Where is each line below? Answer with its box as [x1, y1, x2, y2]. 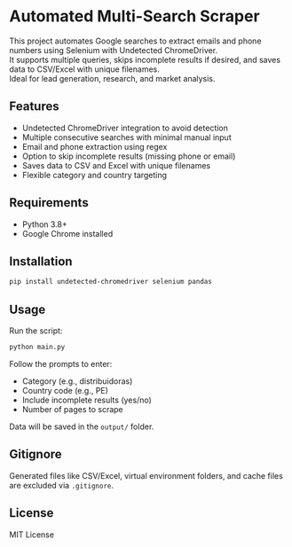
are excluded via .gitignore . [9, 480, 114, 490]
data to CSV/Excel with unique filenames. [9, 64, 160, 74]
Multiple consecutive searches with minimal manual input [21, 131, 233, 143]
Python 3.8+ [21, 219, 68, 230]
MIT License [9, 529, 55, 540]
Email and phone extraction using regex [21, 141, 168, 152]
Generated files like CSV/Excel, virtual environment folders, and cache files [9, 470, 284, 481]
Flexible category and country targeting [21, 169, 167, 180]
